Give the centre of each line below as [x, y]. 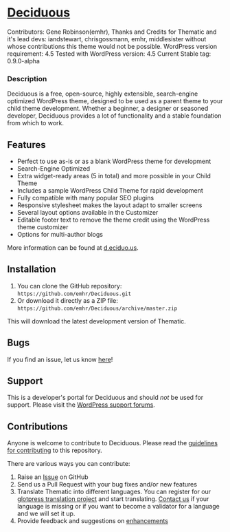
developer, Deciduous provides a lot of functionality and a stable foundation [114, 116]
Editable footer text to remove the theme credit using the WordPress [113, 220]
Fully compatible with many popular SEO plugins [85, 198]
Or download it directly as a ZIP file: [67, 300]
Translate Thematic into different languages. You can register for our [114, 492]
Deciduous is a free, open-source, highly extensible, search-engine [103, 94]
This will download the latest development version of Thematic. [97, 321]
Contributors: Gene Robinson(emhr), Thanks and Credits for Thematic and [112, 32]
